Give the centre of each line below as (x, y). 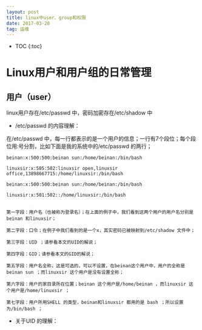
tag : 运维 (18, 29)
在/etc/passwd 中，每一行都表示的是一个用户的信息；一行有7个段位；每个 (99, 139)
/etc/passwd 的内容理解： (47, 126)
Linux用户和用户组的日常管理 (79, 73)
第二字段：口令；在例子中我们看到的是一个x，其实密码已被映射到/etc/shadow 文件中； (101, 231)
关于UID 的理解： (37, 321)
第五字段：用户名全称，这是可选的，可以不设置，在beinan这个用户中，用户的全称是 (96, 266)
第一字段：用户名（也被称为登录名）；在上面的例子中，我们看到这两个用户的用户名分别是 (100, 212)
